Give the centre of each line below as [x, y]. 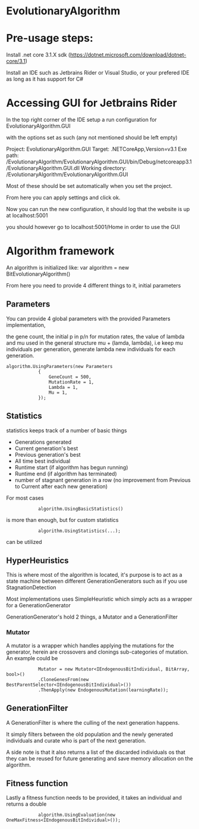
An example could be [32, 658]
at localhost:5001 [27, 215]
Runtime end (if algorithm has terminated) [66, 474]
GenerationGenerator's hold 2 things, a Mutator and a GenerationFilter [92, 617]
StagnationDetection [31, 587]
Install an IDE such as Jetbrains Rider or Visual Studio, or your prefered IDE [98, 73]
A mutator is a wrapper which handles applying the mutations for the [90, 645]
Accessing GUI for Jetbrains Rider [91, 103]
